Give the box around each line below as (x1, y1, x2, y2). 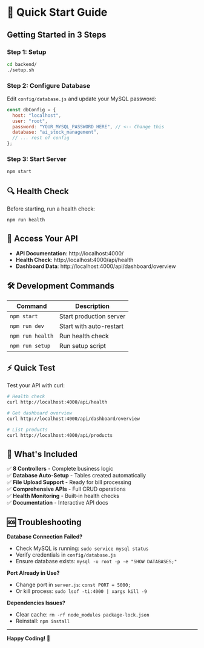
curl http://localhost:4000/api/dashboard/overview (7, 416, 140, 422)
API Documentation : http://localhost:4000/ (15, 249, 124, 257)
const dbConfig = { (7, 106, 56, 113)
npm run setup (10, 342, 51, 349)
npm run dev (10, 322, 45, 329)
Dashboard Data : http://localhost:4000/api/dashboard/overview (15, 263, 176, 270)
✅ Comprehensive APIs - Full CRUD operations (7, 485, 126, 493)
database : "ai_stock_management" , (12, 129, 99, 136)
